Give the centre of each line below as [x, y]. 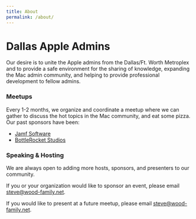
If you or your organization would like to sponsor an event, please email [93, 186]
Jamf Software [33, 133]
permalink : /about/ [30, 17]
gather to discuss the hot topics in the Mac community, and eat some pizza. [98, 116]
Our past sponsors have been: [43, 122]
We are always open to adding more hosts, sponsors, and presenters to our [98, 168]
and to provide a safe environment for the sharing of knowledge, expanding [98, 69]
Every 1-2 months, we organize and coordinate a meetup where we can [93, 109]
